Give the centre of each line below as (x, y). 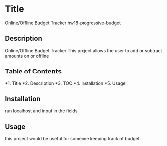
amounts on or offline (27, 56)
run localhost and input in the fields (41, 111)
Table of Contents (34, 71)
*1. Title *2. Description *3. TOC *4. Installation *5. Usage (65, 83)
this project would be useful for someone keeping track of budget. (73, 139)
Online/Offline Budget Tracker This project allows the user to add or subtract (83, 50)
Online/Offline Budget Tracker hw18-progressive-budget (63, 23)
